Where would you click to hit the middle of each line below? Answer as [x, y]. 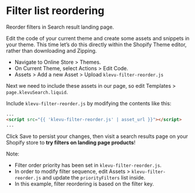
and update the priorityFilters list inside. [94, 177]
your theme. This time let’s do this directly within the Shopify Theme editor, [96, 44]
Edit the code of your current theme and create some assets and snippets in [98, 38]
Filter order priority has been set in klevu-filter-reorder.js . [88, 165]
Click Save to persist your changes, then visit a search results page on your [97, 136]
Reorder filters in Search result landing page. [60, 27]
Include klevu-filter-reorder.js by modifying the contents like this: [89, 103]
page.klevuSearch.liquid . [37, 92]
